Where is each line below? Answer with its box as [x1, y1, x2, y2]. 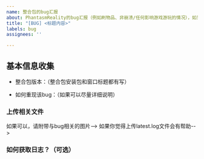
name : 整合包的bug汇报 [6, 8, 58, 15]
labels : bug [6, 25, 36, 32]
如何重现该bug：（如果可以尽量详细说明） [15, 90, 118, 98]
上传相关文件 [6, 107, 44, 116]
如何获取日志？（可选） [6, 146, 75, 154]
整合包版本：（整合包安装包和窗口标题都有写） [15, 78, 130, 85]
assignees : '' [6, 32, 42, 38]
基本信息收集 [6, 61, 55, 71]
